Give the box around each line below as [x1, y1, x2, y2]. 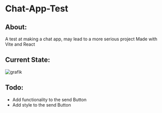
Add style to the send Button [12, 102, 71, 108]
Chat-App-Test [5, 3, 69, 14]
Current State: [5, 56, 51, 64]
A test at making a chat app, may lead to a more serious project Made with [5, 36, 158, 42]
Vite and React [5, 41, 35, 47]
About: [5, 23, 27, 31]
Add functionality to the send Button [12, 97, 87, 103]
